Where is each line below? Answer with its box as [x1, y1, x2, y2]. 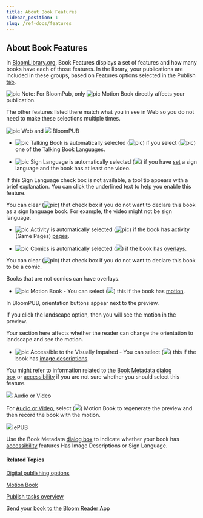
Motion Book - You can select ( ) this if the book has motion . [30, 287, 185, 295]
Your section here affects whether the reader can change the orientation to [6, 329, 194, 337]
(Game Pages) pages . [15, 233, 70, 240]
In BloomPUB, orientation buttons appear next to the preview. [6, 299, 159, 307]
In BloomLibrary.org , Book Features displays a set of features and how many [6, 59, 197, 66]
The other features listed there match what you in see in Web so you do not [6, 108, 195, 116]
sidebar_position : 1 [6, 15, 59, 21]
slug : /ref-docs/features [6, 20, 72, 26]
